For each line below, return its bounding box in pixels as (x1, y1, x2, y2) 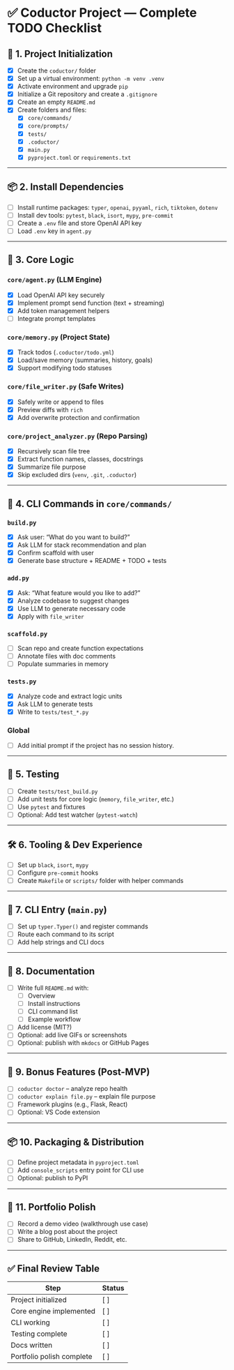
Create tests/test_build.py (17, 787, 98, 795)
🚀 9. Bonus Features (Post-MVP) (7, 1066, 150, 1078)
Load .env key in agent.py (17, 227, 92, 235)
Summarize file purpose (17, 462, 86, 472)
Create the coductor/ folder (17, 66, 96, 75)
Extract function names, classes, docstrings (17, 455, 144, 463)
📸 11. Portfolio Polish (7, 1201, 96, 1213)
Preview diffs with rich (17, 405, 84, 414)
